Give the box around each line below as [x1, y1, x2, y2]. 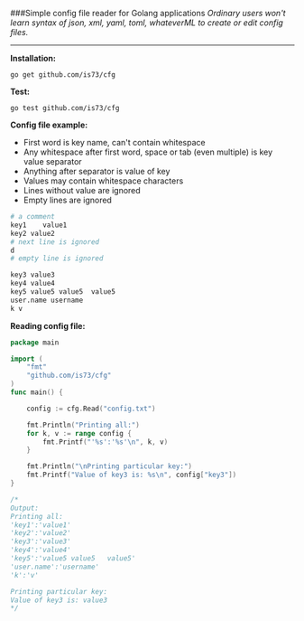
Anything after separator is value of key [23, 166, 170, 176]
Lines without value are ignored [23, 185, 141, 195]
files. [10, 27, 29, 37]
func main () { [10, 388, 64, 397]
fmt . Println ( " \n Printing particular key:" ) [26, 462, 193, 471]
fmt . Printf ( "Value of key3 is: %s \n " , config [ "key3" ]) [26, 470, 237, 480]
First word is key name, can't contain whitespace [23, 137, 206, 147]
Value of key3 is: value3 [10, 596, 107, 605]
